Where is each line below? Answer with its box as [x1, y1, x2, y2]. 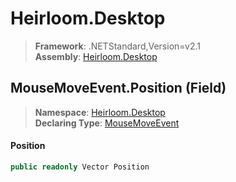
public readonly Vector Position [10, 162, 150, 172]
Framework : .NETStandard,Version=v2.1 [34, 40, 201, 52]
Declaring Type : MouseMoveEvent [34, 117, 180, 129]
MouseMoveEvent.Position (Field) [10, 80, 227, 97]
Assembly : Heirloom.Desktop [34, 50, 158, 62]
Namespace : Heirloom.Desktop [34, 106, 166, 118]
